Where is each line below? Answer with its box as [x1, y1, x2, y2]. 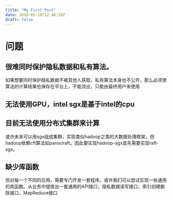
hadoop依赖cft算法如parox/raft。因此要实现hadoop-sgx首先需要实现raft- [5, 140, 159, 146]
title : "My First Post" [5, 7, 56, 13]
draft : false [5, 17, 33, 22]
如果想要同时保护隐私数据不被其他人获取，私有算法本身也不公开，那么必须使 [5, 77, 167, 83]
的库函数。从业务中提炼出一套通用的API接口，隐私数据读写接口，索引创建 [5, 184, 161, 190]
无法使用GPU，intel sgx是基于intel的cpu [5, 100, 135, 108]
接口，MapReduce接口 [9, 190, 58, 196]
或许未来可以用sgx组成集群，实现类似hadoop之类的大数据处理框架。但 [5, 133, 155, 140]
